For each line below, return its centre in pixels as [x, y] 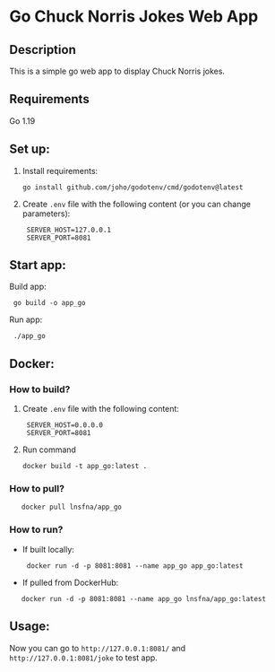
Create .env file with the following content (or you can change [136, 204]
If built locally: [48, 549]
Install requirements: [60, 170]
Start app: [38, 265]
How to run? [36, 529]
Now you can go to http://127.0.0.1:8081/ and [98, 648]
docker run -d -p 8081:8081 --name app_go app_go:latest [135, 566]
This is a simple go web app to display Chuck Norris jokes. [117, 71]
